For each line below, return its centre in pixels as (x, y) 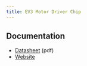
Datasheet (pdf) (34, 50)
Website (25, 57)
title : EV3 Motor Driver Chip (44, 12)
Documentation (36, 36)
